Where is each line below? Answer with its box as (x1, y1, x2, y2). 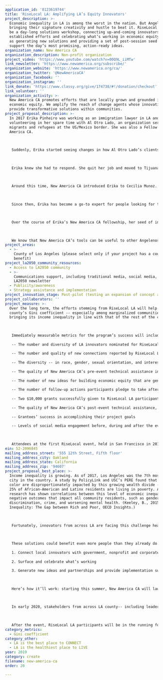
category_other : (5, 636, 38, 641)
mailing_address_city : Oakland (5, 455, 68, 460)
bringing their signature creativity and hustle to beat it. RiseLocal (9, 25, 158, 30)
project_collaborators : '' (5, 296, 60, 302)
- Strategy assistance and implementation (9, 288, 97, 293)
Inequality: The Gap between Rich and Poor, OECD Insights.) (9, 505, 136, 510)
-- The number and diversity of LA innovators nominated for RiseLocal (11, 342, 160, 347)
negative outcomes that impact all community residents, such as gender (9, 496, 160, 501)
